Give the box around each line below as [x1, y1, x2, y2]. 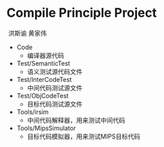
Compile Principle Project [6, 5, 157, 21]
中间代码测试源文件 [27, 83, 83, 92]
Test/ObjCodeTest [16, 91, 69, 99]
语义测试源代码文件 [27, 67, 83, 76]
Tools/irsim [16, 107, 50, 116]
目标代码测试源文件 [27, 99, 83, 108]
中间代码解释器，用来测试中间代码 [27, 115, 126, 124]
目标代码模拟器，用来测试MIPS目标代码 [27, 132, 140, 141]
